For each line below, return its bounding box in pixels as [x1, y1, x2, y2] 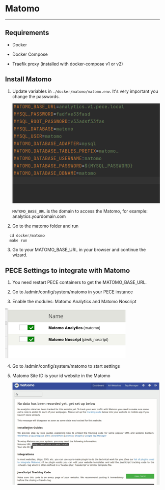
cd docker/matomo [9, 233, 45, 238]
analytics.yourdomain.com [12, 213, 66, 219]
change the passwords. [12, 93, 60, 99]
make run [9, 238, 27, 243]
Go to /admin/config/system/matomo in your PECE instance [12, 289, 133, 295]
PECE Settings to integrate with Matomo [5, 266, 130, 275]
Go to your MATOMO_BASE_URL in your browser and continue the [12, 247, 146, 253]
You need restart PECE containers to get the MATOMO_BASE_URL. [12, 280, 147, 285]
